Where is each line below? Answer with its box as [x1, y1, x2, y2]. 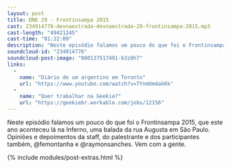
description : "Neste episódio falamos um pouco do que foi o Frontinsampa [7, 42, 226, 49]
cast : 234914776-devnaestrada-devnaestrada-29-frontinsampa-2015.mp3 [7, 23, 211, 29]
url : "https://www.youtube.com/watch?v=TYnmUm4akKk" [19, 80, 174, 87]
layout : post [7, 10, 45, 17]
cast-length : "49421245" [7, 29, 78, 36]
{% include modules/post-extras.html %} [7, 153, 124, 161]
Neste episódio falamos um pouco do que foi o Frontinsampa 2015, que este [7, 118, 223, 126]
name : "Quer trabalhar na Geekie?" [19, 93, 122, 100]
